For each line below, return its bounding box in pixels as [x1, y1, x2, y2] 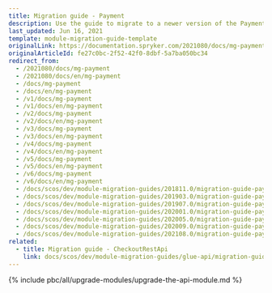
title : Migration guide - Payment [8, 11, 125, 20]
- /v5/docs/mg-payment [15, 155, 92, 163]
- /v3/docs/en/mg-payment [15, 132, 104, 140]
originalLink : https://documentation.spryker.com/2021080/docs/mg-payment [8, 42, 266, 50]
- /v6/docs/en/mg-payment [15, 177, 104, 186]
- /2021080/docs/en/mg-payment [15, 72, 121, 80]
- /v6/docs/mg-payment [15, 170, 92, 178]
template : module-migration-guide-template [8, 34, 158, 43]
